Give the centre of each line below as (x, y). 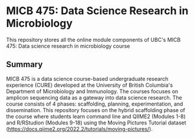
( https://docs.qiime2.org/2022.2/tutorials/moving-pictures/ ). (80, 129)
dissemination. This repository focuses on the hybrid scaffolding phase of (96, 110)
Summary (24, 65)
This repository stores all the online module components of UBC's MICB (93, 40)
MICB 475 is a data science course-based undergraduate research (87, 78)
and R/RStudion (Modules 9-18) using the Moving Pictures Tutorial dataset (96, 123)
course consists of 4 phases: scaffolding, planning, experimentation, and (95, 104)
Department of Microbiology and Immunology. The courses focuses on (92, 91)
